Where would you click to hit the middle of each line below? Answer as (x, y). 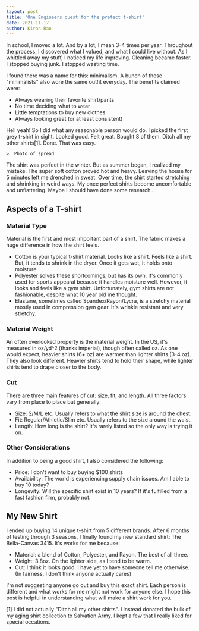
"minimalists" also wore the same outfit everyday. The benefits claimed (93, 82)
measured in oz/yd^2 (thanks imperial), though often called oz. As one (92, 348)
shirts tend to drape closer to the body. (54, 367)
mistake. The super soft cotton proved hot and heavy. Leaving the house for (99, 171)
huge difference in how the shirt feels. (53, 245)
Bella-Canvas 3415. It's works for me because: (63, 543)
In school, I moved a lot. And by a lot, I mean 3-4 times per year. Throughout (99, 45)
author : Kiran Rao (29, 28)
